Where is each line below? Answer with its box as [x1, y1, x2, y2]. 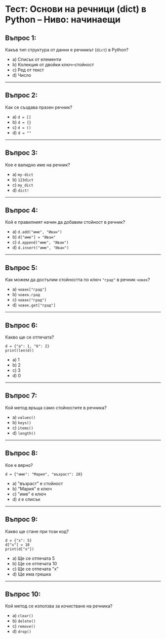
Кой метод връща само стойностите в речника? [5, 404, 107, 410]
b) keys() [12, 419, 32, 425]
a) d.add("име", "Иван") [12, 229, 62, 235]
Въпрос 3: [5, 148, 38, 157]
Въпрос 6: [5, 321, 38, 330]
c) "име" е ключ [12, 491, 46, 497]
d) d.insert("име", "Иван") [12, 245, 69, 250]
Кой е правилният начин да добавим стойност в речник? [5, 219, 125, 225]
